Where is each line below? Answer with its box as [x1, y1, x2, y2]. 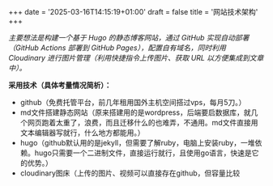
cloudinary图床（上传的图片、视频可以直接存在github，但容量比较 [19, 168, 241, 178]
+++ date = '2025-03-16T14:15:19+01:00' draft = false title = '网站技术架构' [8, 7, 258, 16]
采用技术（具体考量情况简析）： [8, 80, 112, 90]
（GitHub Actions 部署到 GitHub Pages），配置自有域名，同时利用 [8, 43, 227, 53]
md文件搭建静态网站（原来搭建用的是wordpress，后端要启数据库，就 [19, 108, 251, 117]
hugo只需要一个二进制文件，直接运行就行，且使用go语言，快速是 [34, 148, 253, 158]
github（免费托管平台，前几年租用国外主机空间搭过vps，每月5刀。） [19, 98, 246, 107]
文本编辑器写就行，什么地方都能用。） [19, 128, 145, 137]
